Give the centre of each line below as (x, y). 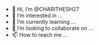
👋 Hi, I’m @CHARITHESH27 (46, 9)
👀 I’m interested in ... (37, 15)
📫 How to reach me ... (40, 35)
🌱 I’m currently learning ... (44, 22)
